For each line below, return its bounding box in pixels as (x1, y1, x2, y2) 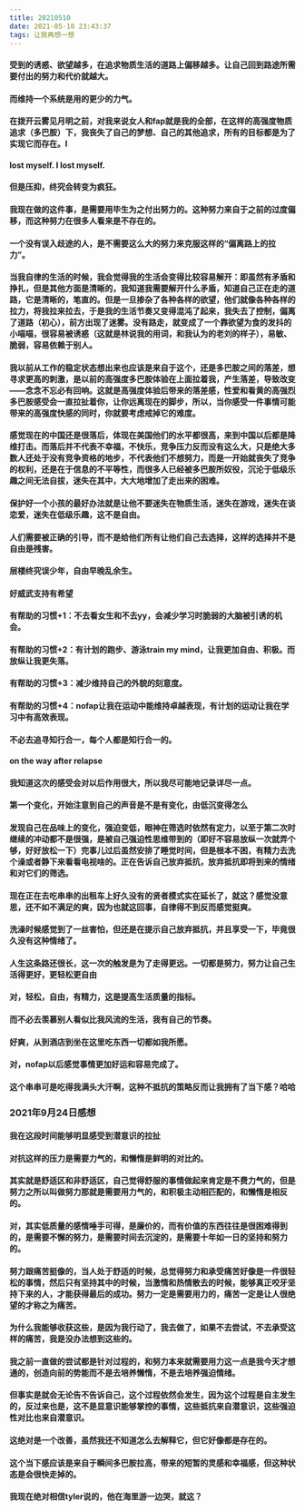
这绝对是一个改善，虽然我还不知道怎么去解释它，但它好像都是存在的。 (9, 1435, 272, 1446)
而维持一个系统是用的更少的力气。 (9, 93, 137, 104)
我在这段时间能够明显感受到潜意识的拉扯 (9, 1131, 161, 1142)
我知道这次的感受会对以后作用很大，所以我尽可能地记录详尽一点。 (9, 777, 256, 788)
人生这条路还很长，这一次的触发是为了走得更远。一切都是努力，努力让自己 (9, 957, 288, 968)
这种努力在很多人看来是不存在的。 (33, 215, 161, 226)
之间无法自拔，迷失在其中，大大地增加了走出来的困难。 (16, 476, 224, 486)
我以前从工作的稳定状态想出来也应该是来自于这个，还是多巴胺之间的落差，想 (9, 362, 296, 373)
